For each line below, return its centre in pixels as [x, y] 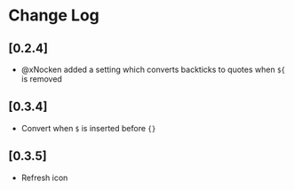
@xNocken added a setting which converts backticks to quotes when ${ [153, 69]
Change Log [54, 16]
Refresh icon [44, 178]
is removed [42, 79]
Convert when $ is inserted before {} [88, 128]
